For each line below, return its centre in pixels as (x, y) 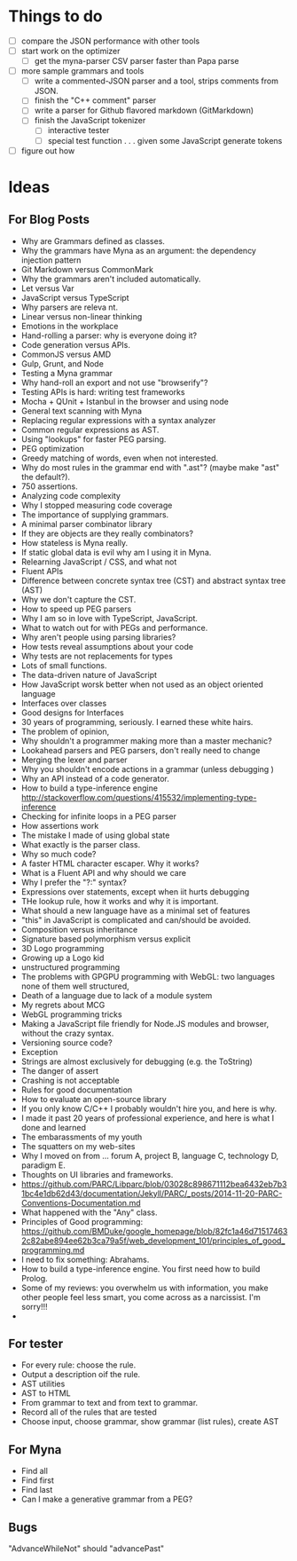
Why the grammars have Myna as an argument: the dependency (138, 250)
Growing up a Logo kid (63, 958)
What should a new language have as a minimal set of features (136, 911)
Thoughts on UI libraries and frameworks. (97, 1174)
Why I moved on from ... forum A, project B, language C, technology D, (150, 1155)
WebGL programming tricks (71, 1014)
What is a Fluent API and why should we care (104, 872)
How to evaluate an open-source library (94, 1099)
